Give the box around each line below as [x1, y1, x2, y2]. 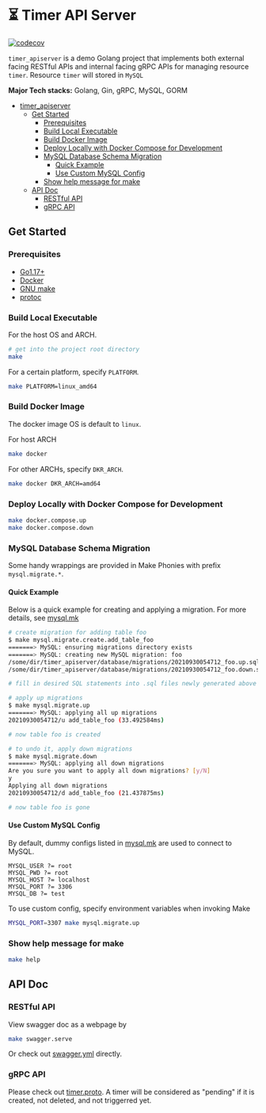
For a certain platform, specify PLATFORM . [8, 367, 139, 377]
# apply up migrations [8, 694, 83, 702]
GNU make [19, 283, 55, 294]
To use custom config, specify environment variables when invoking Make [8, 904, 251, 913]
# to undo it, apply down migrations [8, 745, 133, 753]
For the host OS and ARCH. [8, 330, 97, 340]
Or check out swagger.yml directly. [8, 1049, 123, 1059]
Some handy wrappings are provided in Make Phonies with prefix [8, 560, 222, 570]
